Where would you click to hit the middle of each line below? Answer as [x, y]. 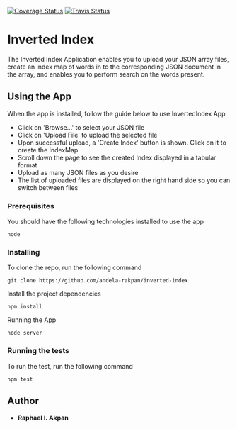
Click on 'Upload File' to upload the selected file [87, 135]
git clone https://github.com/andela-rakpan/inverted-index [98, 281]
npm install [25, 307]
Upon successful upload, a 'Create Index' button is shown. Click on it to [122, 143]
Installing [24, 252]
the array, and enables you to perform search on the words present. [106, 74]
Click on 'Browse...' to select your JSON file [81, 127]
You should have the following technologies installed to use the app [105, 222]
